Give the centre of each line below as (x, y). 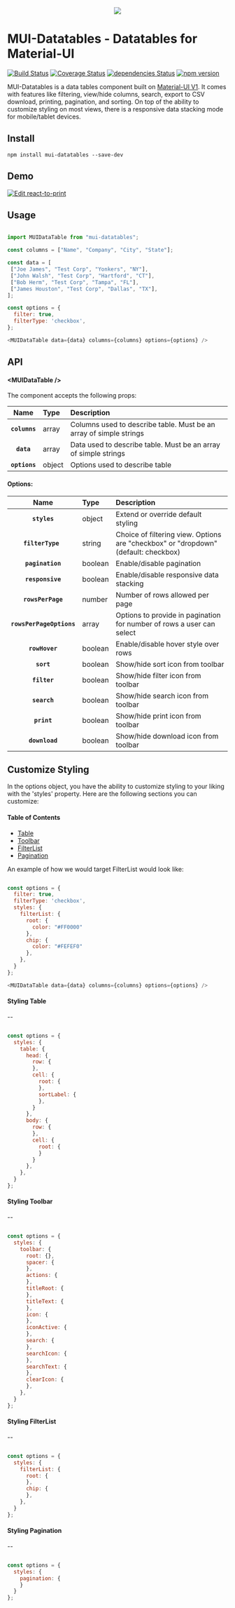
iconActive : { (47, 1327)
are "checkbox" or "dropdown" (167, 543)
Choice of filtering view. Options (169, 534)
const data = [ (29, 263)
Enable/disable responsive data (167, 574)
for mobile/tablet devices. (44, 116)
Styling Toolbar (30, 1201)
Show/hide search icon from (162, 696)
